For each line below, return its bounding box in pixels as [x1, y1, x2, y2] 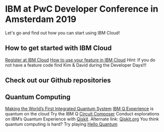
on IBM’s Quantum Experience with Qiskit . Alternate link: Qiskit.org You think [5, 116, 159, 122]
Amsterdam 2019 [5, 14, 77, 25]
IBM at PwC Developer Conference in [5, 3, 159, 15]
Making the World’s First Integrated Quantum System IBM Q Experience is [5, 106, 154, 112]
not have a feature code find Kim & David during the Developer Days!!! [5, 62, 147, 68]
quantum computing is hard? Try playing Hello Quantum [5, 121, 118, 127]
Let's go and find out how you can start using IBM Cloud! [5, 30, 120, 36]
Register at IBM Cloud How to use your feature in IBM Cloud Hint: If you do [5, 57, 156, 63]
